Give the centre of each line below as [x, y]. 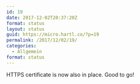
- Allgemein [27, 52]
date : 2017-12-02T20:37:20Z [42, 18]
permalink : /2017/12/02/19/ [42, 40]
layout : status [26, 29]
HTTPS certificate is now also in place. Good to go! [70, 74]
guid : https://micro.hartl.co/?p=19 [53, 35]
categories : [21, 46]
